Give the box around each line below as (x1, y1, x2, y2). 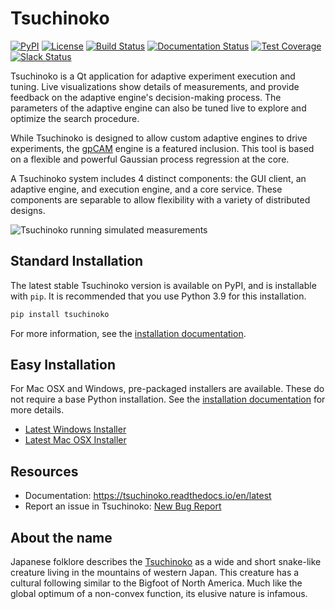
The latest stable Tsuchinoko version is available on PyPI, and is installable (10, 279, 317, 291)
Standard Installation (10, 253, 144, 270)
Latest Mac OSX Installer (24, 434, 127, 446)
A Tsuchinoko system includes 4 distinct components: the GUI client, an (10, 172, 307, 184)
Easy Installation (10, 357, 116, 374)
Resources (10, 463, 79, 480)
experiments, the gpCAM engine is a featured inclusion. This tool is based (10, 142, 315, 154)
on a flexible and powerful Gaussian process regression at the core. (10, 153, 290, 165)
